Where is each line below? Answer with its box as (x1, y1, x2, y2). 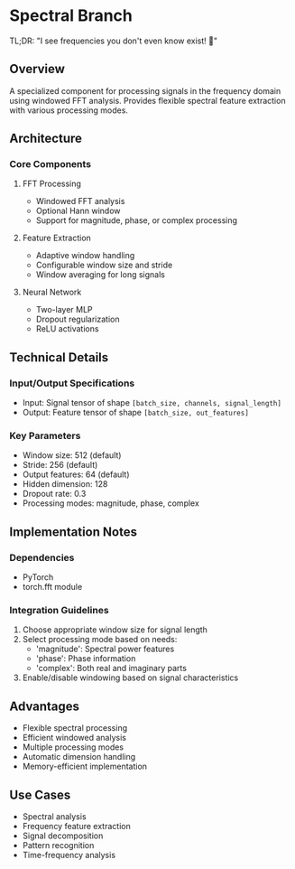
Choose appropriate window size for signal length (22, 624, 207, 635)
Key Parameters (9, 430, 81, 443)
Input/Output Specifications (9, 377, 135, 389)
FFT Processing (22, 178, 81, 190)
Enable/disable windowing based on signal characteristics (22, 672, 239, 683)
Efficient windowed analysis (22, 733, 126, 743)
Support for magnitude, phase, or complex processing (35, 215, 237, 226)
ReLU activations (35, 323, 99, 334)
